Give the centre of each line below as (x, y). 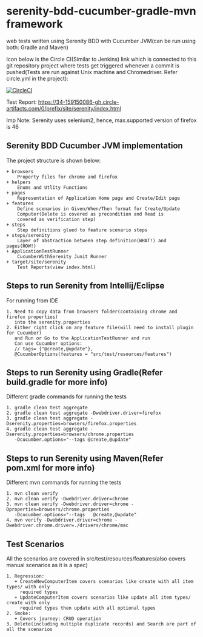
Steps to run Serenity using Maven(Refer (85, 458)
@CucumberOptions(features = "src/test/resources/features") (93, 354)
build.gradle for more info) (57, 382)
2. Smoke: (19, 613)
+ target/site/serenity (36, 262)
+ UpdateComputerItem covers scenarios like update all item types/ (102, 598)
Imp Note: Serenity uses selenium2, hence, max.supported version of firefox (101, 120)
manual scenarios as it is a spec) (47, 565)
